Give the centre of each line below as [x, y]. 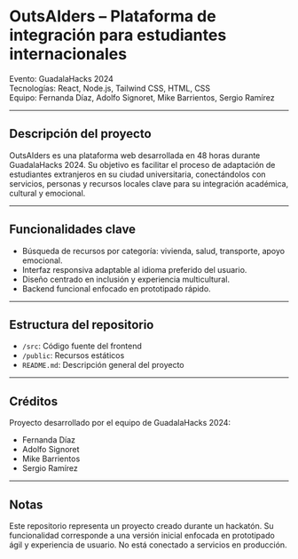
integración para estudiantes [118, 35]
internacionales [68, 54]
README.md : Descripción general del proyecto [103, 365]
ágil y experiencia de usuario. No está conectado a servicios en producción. [148, 545]
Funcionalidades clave [72, 230]
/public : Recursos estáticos [73, 355]
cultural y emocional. [47, 193]
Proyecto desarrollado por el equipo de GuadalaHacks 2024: [120, 423]
